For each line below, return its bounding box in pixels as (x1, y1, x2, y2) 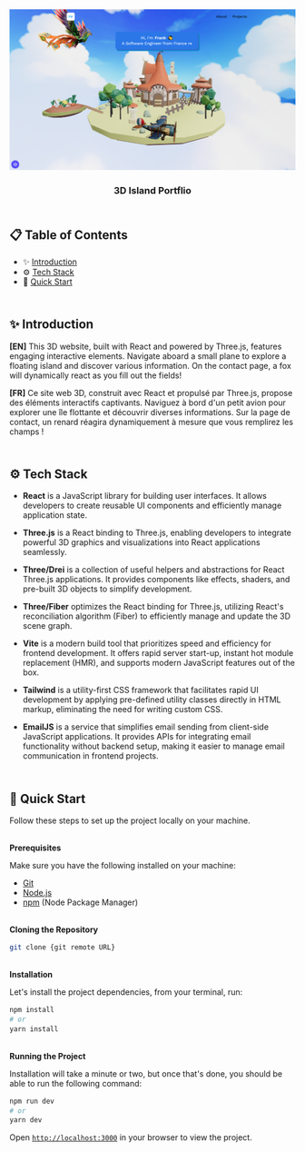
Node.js (22, 888, 53, 899)
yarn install (9, 1024, 59, 1034)
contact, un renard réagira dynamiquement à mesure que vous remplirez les (9, 416, 293, 427)
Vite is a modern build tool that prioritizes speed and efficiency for (22, 638, 272, 649)
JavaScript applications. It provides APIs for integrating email (22, 731, 251, 742)
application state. (22, 510, 88, 521)
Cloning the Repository (9, 924, 98, 935)
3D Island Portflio (113, 184, 192, 196)
